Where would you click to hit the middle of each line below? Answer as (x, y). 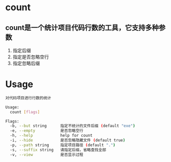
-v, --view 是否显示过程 (47, 155)
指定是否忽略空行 (31, 57)
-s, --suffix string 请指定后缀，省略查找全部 (58, 150)
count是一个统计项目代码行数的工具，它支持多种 (82, 27)
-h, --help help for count (51, 136)
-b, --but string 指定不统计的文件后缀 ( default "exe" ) (73, 126)
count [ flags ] (25, 112)
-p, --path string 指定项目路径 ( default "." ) (63, 145)
